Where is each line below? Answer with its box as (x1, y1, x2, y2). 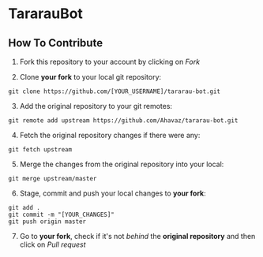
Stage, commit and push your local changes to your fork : (19, 188, 207, 198)
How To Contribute (8, 36, 103, 50)
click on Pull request (19, 240, 86, 249)
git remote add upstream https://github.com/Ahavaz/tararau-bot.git (8, 117, 239, 125)
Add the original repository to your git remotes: (19, 102, 172, 110)
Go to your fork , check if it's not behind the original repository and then (19, 232, 256, 240)
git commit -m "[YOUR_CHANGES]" (8, 210, 115, 218)
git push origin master (8, 218, 87, 225)
